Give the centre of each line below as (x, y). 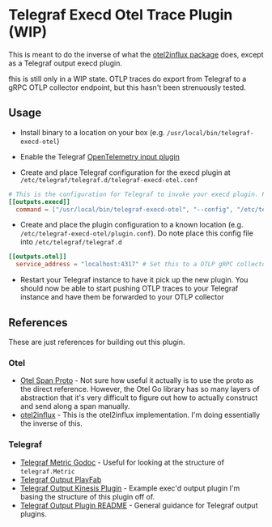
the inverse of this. (51, 423)
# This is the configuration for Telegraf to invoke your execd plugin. (134, 194)
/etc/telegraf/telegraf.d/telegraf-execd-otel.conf (109, 180)
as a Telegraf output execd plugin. (66, 63)
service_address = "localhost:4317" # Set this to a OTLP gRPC (124, 265)
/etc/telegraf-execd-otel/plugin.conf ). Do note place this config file (136, 233)
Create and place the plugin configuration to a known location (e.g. (132, 225)
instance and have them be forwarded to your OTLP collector (122, 297)
